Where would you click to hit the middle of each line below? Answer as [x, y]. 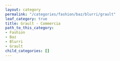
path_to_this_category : [30, 28]
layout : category [23, 10]
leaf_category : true [26, 19]
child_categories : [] [27, 51]
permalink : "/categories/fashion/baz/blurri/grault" [60, 14]
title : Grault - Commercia [33, 23]
